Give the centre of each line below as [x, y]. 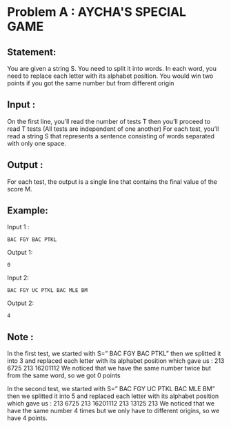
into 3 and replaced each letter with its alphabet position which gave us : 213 [116, 361]
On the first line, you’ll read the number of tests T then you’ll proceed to [109, 121]
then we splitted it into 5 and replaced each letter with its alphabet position [113, 396]
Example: [28, 211]
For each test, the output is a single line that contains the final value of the [112, 181]
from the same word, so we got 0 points [64, 375]
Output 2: [21, 303]
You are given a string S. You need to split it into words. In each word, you [112, 69]
